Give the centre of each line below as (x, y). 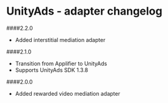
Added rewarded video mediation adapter (68, 93)
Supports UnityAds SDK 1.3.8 (52, 70)
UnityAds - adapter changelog (85, 11)
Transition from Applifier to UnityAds (61, 63)
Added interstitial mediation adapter (60, 40)
